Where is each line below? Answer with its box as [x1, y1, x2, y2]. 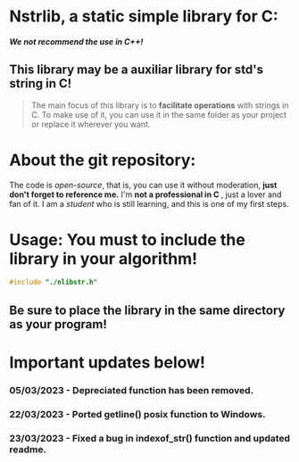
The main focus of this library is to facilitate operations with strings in [30, 100, 289, 111]
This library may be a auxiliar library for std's [9, 62, 263, 78]
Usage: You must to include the [9, 229, 245, 250]
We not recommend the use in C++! [9, 36, 144, 46]
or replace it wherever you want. [30, 119, 151, 129]
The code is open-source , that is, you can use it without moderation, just [9, 179, 278, 190]
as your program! [9, 317, 107, 332]
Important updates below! [9, 352, 206, 372]
